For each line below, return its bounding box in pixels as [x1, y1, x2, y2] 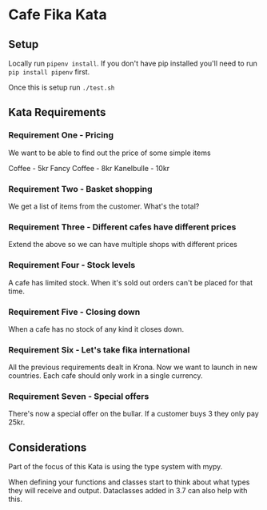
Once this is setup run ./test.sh [8, 82, 115, 92]
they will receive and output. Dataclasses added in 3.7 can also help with [8, 486, 248, 496]
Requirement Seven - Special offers [8, 391, 149, 402]
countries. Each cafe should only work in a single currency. [8, 371, 203, 381]
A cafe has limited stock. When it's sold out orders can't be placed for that [8, 277, 253, 287]
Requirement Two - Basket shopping [8, 183, 153, 194]
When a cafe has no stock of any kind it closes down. [8, 324, 185, 333]
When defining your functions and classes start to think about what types [8, 477, 250, 487]
